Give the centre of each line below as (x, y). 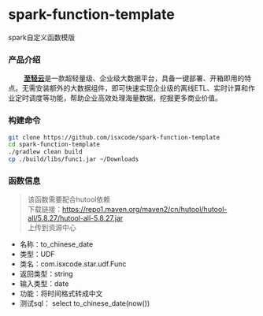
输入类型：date (44, 284)
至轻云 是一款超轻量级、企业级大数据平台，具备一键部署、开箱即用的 (134, 78)
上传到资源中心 (52, 228)
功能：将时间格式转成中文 (61, 294)
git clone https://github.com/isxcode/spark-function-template (114, 137)
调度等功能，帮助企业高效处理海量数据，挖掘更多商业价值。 (125, 98)
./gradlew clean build (45, 152)
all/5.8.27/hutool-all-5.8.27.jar (75, 218)
